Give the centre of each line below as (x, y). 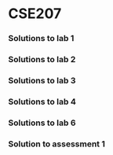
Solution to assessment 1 (57, 144)
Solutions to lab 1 (41, 39)
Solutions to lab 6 (42, 123)
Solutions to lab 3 (42, 80)
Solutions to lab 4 (42, 101)
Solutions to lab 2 (42, 60)
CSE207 (35, 14)
